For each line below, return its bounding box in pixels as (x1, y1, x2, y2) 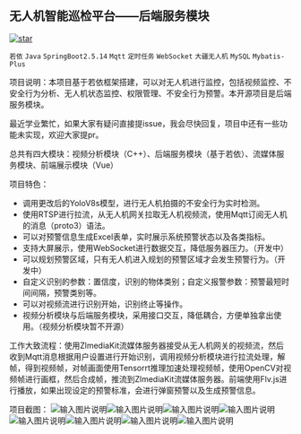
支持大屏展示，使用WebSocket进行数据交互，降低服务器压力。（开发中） (21, 242, 289, 253)
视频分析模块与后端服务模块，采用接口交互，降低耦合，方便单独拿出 (21, 309, 274, 320)
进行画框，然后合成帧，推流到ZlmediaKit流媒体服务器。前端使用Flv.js (24, 373, 279, 384)
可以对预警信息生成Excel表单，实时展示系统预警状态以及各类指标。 (21, 231, 271, 242)
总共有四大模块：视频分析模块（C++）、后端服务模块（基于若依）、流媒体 (9, 148, 277, 159)
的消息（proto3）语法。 (21, 220, 110, 230)
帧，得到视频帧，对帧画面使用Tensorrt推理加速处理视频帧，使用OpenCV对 (9, 362, 284, 373)
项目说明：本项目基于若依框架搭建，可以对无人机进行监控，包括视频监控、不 (9, 76, 292, 87)
